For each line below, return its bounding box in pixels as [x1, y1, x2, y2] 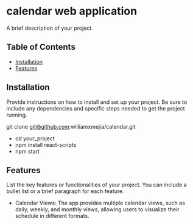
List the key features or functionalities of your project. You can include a [6, 181, 187, 189]
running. [6, 111, 27, 118]
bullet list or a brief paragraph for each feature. [6, 188, 125, 195]
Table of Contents [6, 42, 76, 52]
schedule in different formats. [15, 212, 89, 220]
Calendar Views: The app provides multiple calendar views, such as [15, 199, 186, 207]
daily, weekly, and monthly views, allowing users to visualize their [15, 206, 180, 213]
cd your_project [15, 135, 55, 142]
